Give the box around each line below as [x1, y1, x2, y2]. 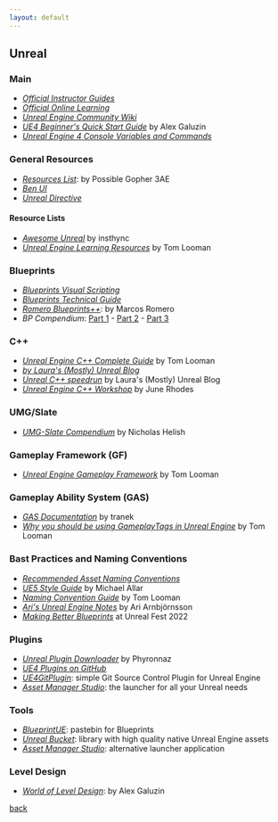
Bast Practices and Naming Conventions [9, 553, 188, 565]
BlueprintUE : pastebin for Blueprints [21, 724, 154, 736]
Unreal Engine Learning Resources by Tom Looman [21, 242, 212, 252]
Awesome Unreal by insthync [21, 233, 130, 243]
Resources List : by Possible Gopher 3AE [21, 173, 170, 184]
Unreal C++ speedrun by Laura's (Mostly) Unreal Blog [21, 374, 221, 385]
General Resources [9, 153, 94, 166]
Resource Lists [9, 213, 66, 224]
